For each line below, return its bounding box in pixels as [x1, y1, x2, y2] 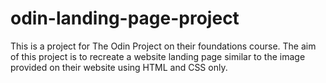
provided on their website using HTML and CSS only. [10, 61, 228, 73]
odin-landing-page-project [10, 7, 240, 30]
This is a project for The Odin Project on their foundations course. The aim [10, 40, 317, 52]
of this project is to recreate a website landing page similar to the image [10, 50, 306, 62]
